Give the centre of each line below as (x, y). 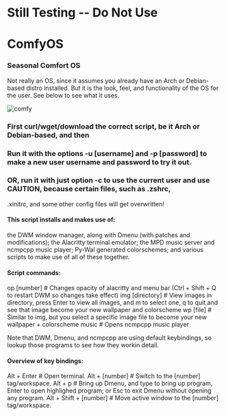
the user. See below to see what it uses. (63, 95)
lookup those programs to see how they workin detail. (83, 345)
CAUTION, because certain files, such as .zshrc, (89, 189)
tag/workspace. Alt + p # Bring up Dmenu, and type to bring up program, (110, 384)
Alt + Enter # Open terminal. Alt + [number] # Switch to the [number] (104, 376)
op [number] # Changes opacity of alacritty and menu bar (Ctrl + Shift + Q (112, 288)
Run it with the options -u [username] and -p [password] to (107, 153)
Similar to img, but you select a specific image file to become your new (107, 317)
